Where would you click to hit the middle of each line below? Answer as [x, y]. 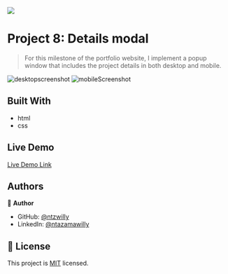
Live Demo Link [30, 164]
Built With [29, 101]
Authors [26, 186]
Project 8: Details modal [78, 39]
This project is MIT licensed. [48, 263]
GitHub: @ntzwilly [43, 217]
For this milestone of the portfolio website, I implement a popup [116, 58]
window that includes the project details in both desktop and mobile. [123, 65]
